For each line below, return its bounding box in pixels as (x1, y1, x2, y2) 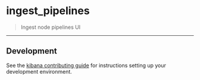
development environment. (6, 68, 73, 75)
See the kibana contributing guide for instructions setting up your (6, 62, 167, 69)
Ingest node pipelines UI (20, 24, 81, 31)
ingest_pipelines (6, 4, 90, 18)
